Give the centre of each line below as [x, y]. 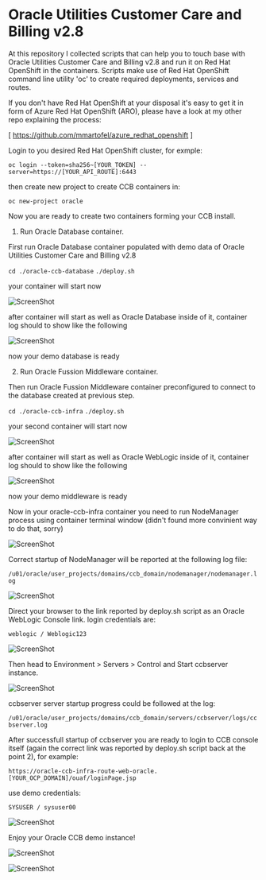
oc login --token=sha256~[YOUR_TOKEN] [72, 165]
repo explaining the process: [55, 119]
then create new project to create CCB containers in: [94, 186]
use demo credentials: [44, 793]
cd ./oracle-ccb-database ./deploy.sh [71, 271]
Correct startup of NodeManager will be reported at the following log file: [128, 559]
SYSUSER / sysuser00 [42, 807]
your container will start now [55, 286]
